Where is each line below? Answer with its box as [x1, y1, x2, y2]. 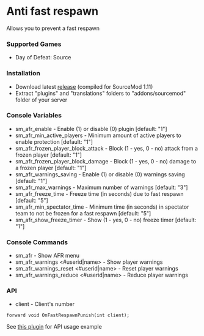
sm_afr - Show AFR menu [15, 252, 80, 259]
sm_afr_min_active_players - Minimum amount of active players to [15, 132, 181, 139]
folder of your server [15, 96, 68, 103]
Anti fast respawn [6, 4, 99, 18]
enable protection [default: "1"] [15, 138, 93, 145]
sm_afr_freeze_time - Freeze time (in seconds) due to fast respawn [15, 190, 184, 197]
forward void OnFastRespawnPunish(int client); [6, 312, 130, 319]
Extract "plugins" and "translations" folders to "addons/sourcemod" [15, 89, 186, 97]
